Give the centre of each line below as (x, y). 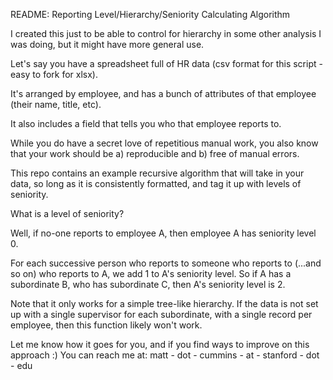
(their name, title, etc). (56, 104)
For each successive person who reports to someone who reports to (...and (166, 263)
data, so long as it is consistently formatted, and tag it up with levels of (156, 183)
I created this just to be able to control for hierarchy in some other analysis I (166, 33)
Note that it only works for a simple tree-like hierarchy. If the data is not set (164, 303)
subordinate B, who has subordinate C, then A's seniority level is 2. (148, 284)
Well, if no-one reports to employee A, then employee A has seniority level (163, 233)
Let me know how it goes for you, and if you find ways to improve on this (160, 344)
